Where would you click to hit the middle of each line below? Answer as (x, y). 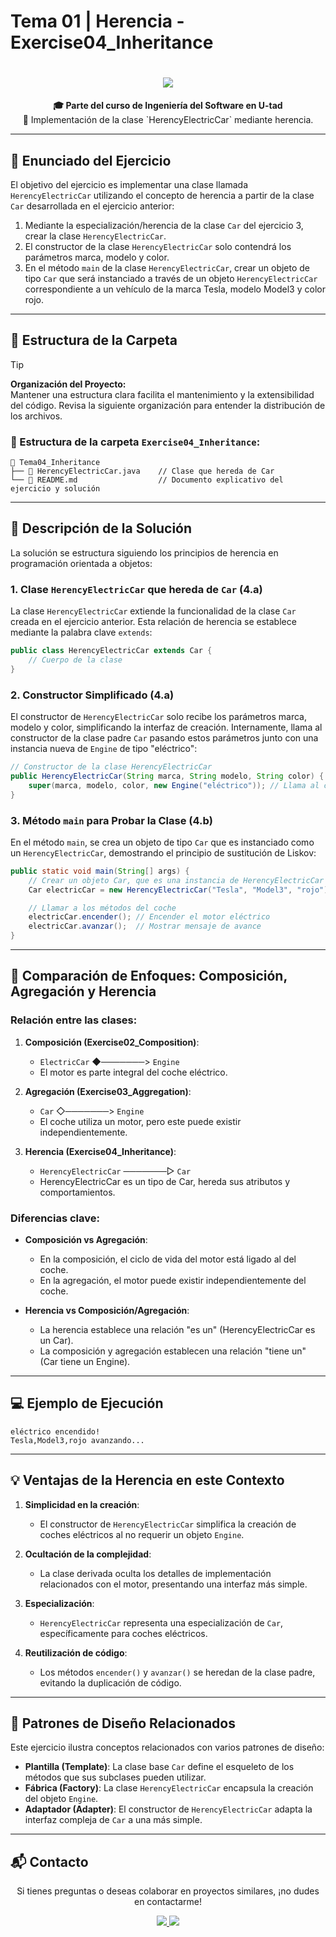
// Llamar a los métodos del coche (102, 908)
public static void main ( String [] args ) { (100, 871)
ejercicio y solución (55, 489)
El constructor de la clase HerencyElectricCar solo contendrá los (158, 246)
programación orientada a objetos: (81, 563)
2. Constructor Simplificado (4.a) (92, 695)
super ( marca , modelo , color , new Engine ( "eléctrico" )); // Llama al (174, 785)
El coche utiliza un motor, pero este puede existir (140, 1121)
